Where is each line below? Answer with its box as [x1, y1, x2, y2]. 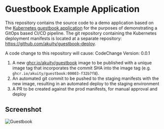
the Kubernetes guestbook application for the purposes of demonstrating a [5, 25, 158, 31]
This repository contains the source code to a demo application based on [5, 20, 154, 26]
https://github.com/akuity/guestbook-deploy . [5, 40, 97, 46]
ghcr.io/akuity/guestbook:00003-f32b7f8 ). [12, 70, 99, 76]
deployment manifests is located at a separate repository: [5, 35, 122, 41]
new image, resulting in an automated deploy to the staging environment [12, 80, 160, 87]
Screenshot [5, 105, 42, 114]
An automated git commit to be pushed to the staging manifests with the [12, 75, 159, 81]
